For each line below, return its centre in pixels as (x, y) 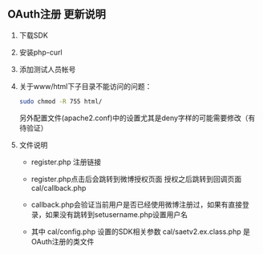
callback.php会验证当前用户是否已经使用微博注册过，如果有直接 (137, 204)
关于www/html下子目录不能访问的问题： (85, 86)
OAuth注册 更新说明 (57, 14)
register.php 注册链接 (66, 162)
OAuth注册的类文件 (63, 241)
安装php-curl (40, 52)
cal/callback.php (59, 187)
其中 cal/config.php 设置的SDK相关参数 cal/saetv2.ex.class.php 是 (140, 232)
